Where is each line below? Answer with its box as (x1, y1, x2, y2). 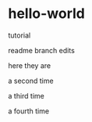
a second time (8, 76, 54, 85)
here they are (8, 60, 51, 70)
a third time (8, 91, 44, 100)
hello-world (8, 5, 86, 23)
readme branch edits (8, 45, 76, 55)
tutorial (8, 30, 31, 40)
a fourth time (8, 106, 49, 116)
